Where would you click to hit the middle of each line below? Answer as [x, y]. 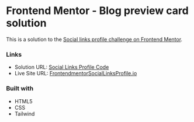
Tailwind [25, 114]
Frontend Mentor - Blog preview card [97, 11]
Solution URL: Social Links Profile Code [62, 67]
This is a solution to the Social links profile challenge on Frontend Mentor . [94, 39]
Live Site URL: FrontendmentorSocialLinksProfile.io [76, 74]
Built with [20, 89]
